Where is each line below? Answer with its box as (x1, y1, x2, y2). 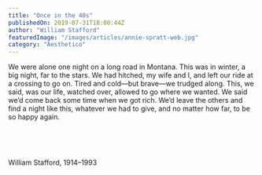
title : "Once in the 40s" (8, 11, 93, 20)
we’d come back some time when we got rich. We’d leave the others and (8, 96, 243, 105)
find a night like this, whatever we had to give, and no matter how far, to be (8, 104, 250, 114)
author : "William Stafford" (8, 26, 101, 34)
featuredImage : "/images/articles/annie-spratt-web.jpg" (8, 33, 199, 42)
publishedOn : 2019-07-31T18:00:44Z (8, 19, 125, 27)
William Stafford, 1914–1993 (8, 158, 98, 167)
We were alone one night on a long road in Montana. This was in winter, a (8, 62, 246, 71)
